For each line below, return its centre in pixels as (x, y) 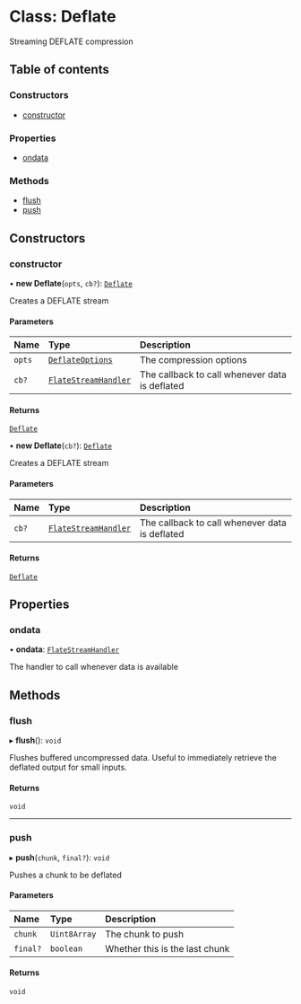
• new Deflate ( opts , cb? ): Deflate (71, 283)
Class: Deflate (63, 17)
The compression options (193, 360)
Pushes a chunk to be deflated (66, 875)
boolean (67, 948)
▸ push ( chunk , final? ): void (60, 857)
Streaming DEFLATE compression (72, 41)
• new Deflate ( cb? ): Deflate (60, 445)
